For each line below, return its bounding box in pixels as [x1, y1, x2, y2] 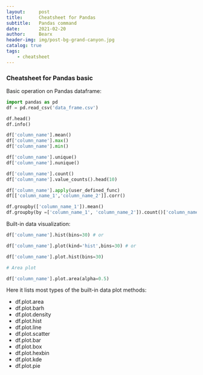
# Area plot [6, 264, 36, 271]
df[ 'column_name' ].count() [6, 170, 74, 177]
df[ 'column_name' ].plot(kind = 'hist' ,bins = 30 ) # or [6, 243, 137, 249]
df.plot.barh [14, 304, 45, 312]
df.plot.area [14, 298, 44, 306]
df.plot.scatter [14, 330, 50, 338]
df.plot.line [14, 324, 42, 331]
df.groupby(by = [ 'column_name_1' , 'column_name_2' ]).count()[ [6, 210, 166, 216]
